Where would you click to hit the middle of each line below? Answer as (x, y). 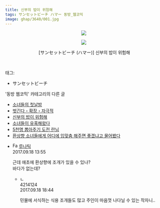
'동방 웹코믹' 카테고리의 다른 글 (35, 94)
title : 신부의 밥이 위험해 (29, 10)
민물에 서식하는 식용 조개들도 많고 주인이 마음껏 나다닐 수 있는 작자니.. (87, 201)
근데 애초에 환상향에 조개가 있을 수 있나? (51, 162)
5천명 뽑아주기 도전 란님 (36, 130)
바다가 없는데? (26, 169)
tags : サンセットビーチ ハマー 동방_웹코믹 (44, 14)
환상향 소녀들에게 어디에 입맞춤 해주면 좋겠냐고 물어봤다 (66, 136)
